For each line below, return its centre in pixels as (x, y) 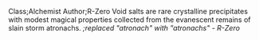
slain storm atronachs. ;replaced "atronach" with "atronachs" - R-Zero (124, 28)
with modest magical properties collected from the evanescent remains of (129, 20)
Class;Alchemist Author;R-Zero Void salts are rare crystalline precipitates (128, 11)
